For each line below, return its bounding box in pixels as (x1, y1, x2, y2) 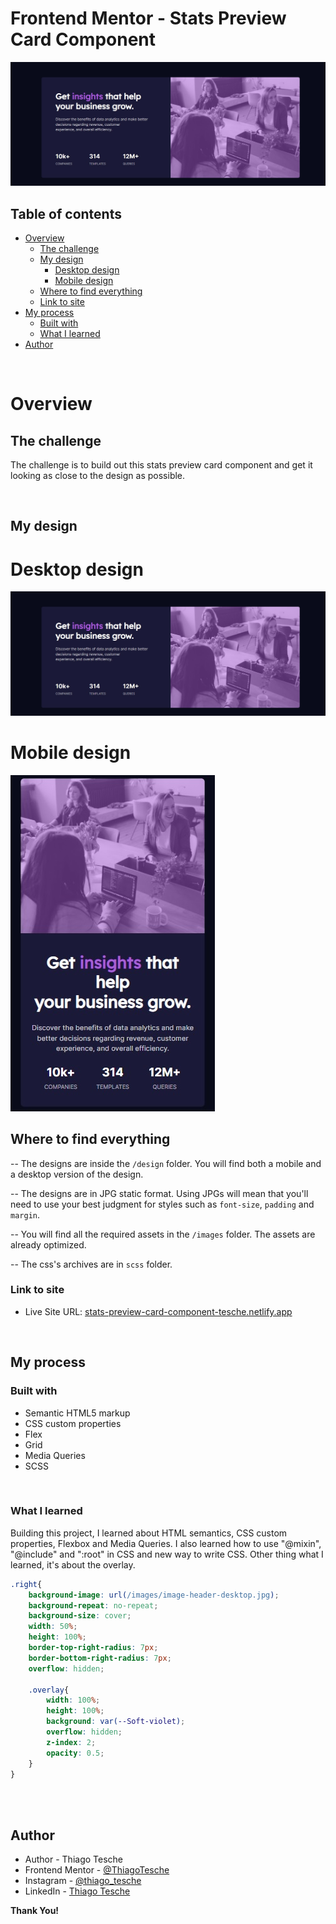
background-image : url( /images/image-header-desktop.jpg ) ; (28, 1590, 280, 1600)
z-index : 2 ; (46, 1737, 97, 1747)
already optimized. (10, 1238, 87, 1251)
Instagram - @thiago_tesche (24, 1875, 142, 1887)
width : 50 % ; (28, 1622, 78, 1632)
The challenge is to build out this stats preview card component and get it (10, 459, 313, 471)
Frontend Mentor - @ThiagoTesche (24, 1864, 170, 1876)
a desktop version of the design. (10, 1168, 144, 1180)
